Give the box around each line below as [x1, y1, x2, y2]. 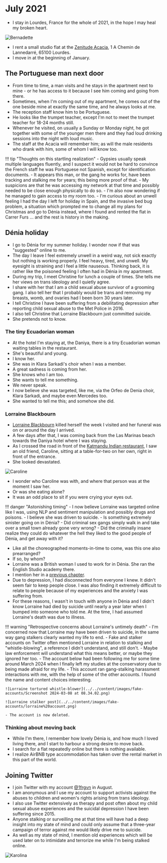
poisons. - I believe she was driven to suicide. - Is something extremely [5, 514, 152, 520]
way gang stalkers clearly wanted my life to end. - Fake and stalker [5, 635, 143, 641]
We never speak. [12, 382, 47, 388]
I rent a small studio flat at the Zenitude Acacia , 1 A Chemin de [12, 44, 140, 50]
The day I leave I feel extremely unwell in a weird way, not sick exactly [12, 252, 157, 258]
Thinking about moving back [5, 724, 76, 731]
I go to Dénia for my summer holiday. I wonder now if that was [12, 241, 140, 247]
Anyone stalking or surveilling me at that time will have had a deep [12, 816, 149, 822]
